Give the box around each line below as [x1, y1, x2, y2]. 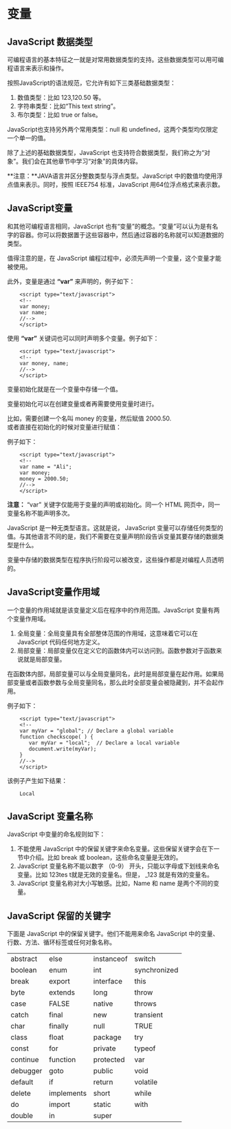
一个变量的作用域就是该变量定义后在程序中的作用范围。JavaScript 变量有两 [7, 606, 220, 614]
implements [49, 1088, 87, 1098]
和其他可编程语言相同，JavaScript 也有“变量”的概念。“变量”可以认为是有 [7, 222, 212, 230]
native [93, 999, 113, 1008]
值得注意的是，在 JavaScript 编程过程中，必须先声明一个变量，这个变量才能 [7, 254, 222, 262]
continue [10, 1055, 39, 1065]
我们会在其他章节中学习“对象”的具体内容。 [21, 157, 142, 165]
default [10, 1077, 34, 1087]
